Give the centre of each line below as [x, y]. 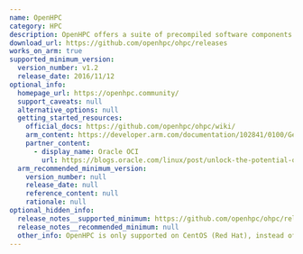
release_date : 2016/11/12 [66, 77]
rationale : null [56, 202]
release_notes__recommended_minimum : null [98, 227]
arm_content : [50, 135]
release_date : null [62, 186]
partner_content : [58, 143]
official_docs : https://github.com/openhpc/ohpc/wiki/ [131, 127]
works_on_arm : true [46, 51]
